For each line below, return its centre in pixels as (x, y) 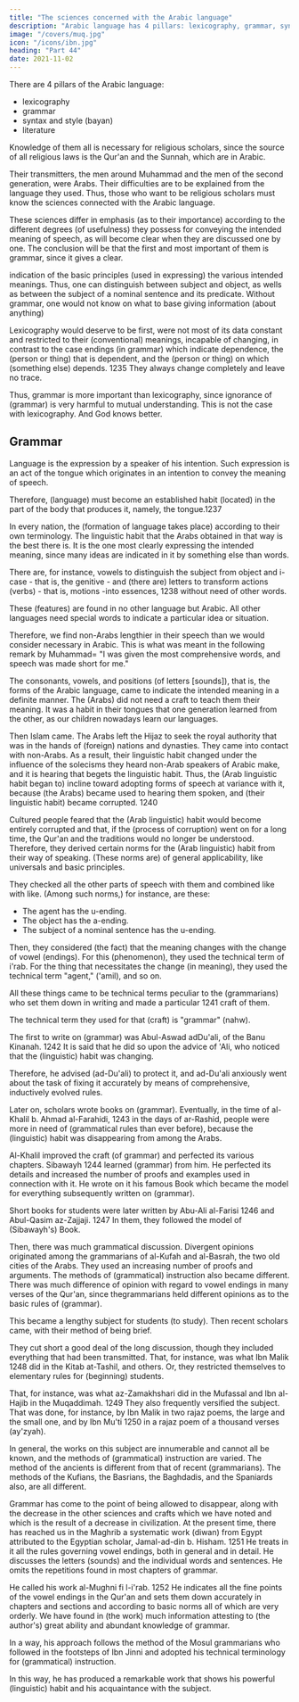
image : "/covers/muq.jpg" (57, 34)
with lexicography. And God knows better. (86, 414)
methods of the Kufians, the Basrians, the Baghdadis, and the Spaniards (141, 1476)
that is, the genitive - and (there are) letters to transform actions (151, 582)
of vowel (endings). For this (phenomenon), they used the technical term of (147, 956)
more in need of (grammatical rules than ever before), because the (131, 1128)
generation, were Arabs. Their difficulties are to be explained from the (137, 183)
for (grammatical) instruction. (63, 1661)
